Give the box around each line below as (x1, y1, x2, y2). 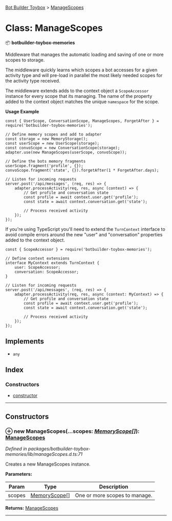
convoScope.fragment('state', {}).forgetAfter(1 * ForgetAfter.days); (5, 168, 159, 173)
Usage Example (5, 108, 39, 114)
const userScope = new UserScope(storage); (5, 141, 100, 146)
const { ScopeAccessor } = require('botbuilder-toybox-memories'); (5, 247, 153, 252)
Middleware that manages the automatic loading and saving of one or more (5, 51, 164, 57)
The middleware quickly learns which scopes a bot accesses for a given (5, 67, 158, 73)
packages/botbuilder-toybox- (28, 446, 91, 452)
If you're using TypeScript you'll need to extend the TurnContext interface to (5, 226, 165, 232)
